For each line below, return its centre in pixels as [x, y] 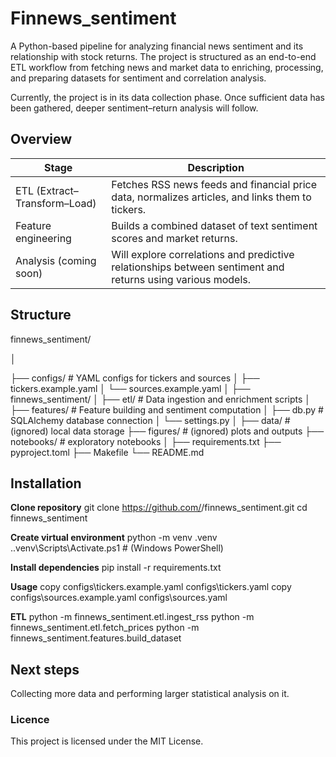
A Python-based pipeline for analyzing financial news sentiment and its [157, 46]
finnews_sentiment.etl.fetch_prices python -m [105, 628]
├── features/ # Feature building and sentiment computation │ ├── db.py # [167, 409]
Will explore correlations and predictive [203, 254]
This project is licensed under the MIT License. [107, 741]
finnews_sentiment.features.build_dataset [96, 638]
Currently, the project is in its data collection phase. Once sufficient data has [167, 97]
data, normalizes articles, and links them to [211, 197]
